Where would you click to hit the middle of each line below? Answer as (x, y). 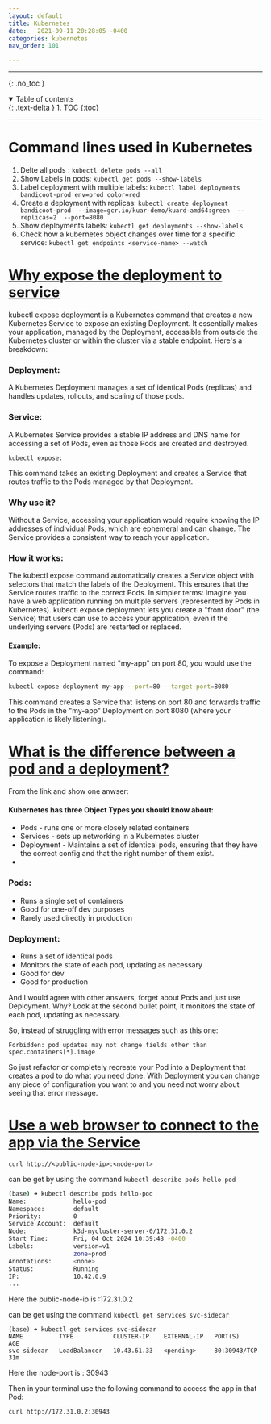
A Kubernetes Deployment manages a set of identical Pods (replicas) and (130, 387)
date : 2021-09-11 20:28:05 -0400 (68, 31)
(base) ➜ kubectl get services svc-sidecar (83, 1330)
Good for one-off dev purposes (72, 909)
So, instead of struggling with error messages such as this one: (113, 1030)
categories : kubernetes (48, 38)
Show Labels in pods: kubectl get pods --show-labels (111, 179)
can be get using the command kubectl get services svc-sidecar (119, 1315)
